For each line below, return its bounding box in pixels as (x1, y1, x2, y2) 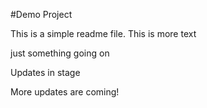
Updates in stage (10, 67, 81, 78)
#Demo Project (10, 9, 73, 20)
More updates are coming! (10, 86, 120, 98)
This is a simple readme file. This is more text (10, 28, 197, 39)
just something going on (10, 47, 110, 59)
